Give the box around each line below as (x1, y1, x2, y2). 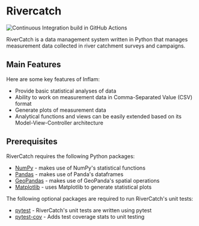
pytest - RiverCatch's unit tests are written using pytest (14, 206, 152, 214)
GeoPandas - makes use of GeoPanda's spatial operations (14, 177, 160, 184)
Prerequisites (6, 136, 58, 147)
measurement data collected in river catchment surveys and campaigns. (6, 42, 186, 49)
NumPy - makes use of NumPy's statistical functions (14, 164, 146, 171)
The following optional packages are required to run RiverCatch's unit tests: (6, 195, 194, 202)
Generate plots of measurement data (14, 106, 106, 114)
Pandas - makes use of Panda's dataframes (14, 170, 124, 178)
